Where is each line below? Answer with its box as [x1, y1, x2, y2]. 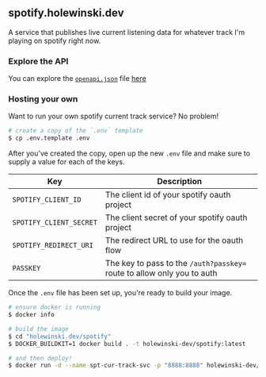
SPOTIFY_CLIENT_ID [12, 195, 82, 205]
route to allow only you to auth [104, 267, 218, 279]
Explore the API [8, 56, 69, 67]
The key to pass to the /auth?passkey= [104, 258, 247, 269]
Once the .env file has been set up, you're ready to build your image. [8, 288, 233, 298]
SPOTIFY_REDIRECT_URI [12, 241, 93, 250]
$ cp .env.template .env [8, 134, 90, 142]
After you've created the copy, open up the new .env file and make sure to [8, 148, 251, 158]
